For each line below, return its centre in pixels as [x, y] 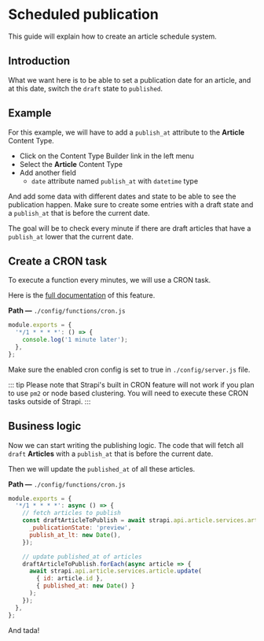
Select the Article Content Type [71, 164]
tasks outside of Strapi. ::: [49, 401]
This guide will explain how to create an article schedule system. [113, 36]
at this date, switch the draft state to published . [86, 88]
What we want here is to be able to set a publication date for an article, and [130, 80]
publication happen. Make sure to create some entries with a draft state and [131, 204]
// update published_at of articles [82, 557]
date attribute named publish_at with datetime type [115, 181]
